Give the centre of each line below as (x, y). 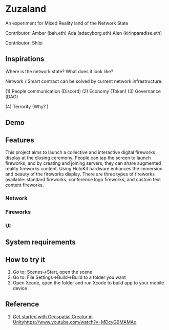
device (20, 288)
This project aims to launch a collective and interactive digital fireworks (80, 152)
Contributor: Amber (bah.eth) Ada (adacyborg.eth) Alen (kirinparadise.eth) (84, 33)
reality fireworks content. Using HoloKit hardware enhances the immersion (84, 168)
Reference (22, 304)
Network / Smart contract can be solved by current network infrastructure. (84, 81)
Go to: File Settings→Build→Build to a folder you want (69, 277)
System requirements (40, 242)
